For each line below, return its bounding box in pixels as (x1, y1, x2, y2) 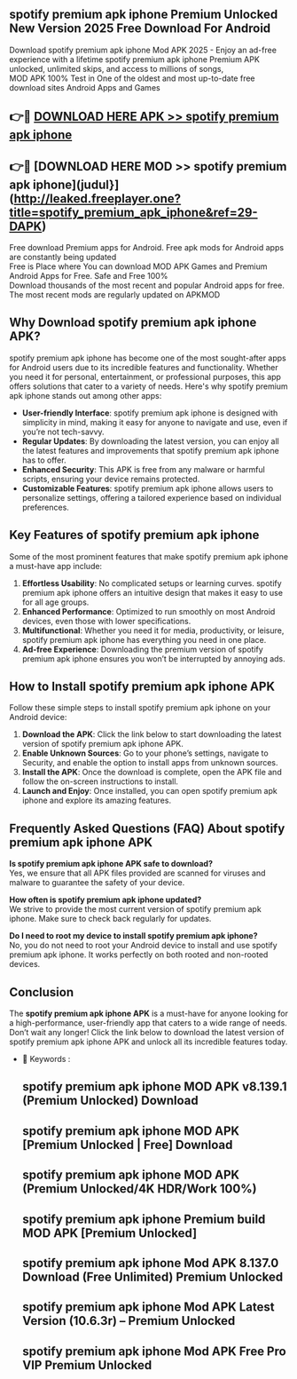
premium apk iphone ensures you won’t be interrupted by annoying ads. (21, 653, 285, 664)
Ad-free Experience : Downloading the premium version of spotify (21, 644, 263, 654)
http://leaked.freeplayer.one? (13, 191, 182, 206)
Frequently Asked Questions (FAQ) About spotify (9, 820, 285, 836)
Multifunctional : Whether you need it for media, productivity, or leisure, (21, 625, 285, 636)
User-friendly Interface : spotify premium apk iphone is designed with (21, 408, 278, 418)
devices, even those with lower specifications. (21, 615, 191, 626)
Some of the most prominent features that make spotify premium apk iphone (9, 551, 289, 562)
